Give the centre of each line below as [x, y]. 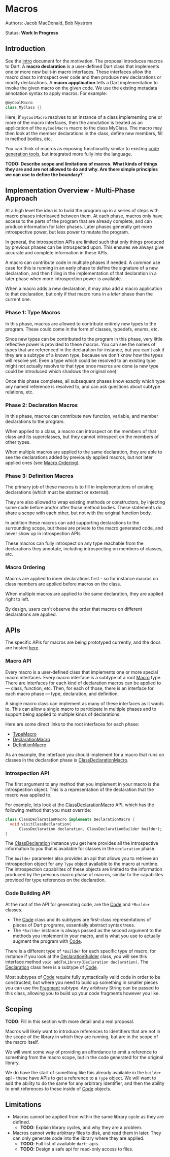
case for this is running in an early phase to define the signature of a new [82, 268]
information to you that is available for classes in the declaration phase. [80, 849]
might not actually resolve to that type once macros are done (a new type [82, 366]
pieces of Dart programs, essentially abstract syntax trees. [74, 925]
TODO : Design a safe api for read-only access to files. [77, 1149]
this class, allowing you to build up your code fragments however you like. [82, 993]
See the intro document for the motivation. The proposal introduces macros [84, 61]
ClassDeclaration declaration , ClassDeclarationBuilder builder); [90, 829]
